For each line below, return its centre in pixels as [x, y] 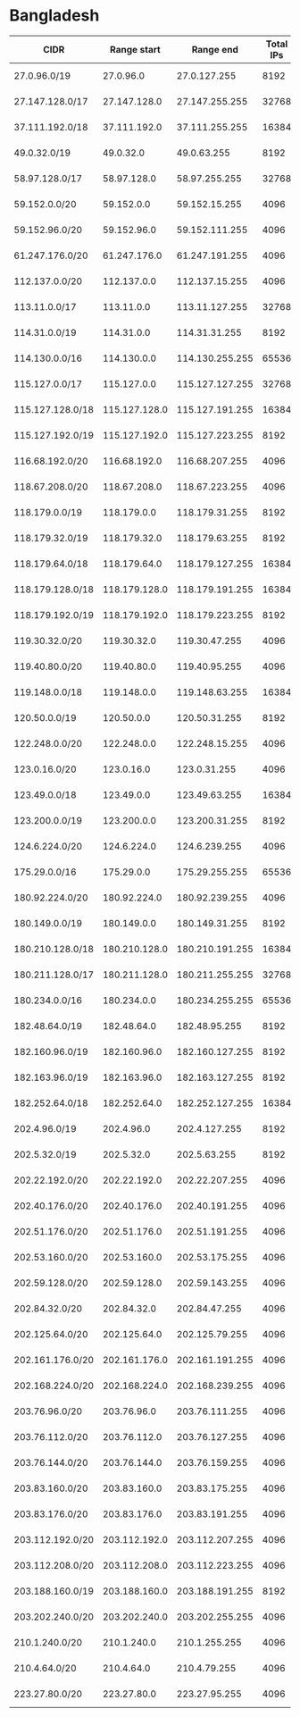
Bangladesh [54, 16]
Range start [135, 49]
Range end [215, 49]
